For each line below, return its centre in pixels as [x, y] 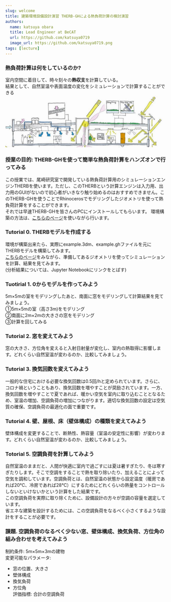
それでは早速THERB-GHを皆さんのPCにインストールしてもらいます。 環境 [83, 211]
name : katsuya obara [32, 27]
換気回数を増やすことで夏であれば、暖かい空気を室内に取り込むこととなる [83, 394]
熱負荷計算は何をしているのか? [43, 68]
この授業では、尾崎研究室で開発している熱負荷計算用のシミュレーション [81, 179]
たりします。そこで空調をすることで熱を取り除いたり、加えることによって [87, 473]
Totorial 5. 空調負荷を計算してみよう [50, 454]
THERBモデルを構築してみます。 [39, 250]
